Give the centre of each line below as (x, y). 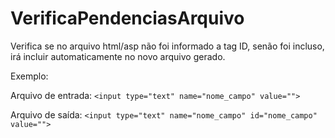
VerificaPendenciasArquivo (127, 18)
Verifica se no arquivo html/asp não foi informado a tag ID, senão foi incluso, (167, 46)
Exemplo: (29, 76)
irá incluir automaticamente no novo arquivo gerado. (118, 56)
